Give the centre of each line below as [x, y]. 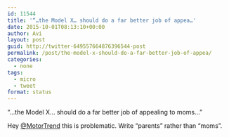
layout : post [26, 40]
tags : [15, 72]
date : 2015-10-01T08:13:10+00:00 [56, 27]
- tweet [25, 86]
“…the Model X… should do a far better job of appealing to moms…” [105, 112]
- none [23, 66]
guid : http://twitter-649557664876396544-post [77, 46]
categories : [25, 60]
